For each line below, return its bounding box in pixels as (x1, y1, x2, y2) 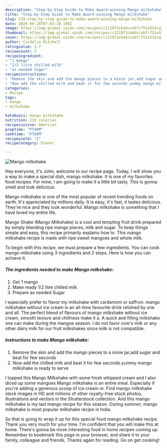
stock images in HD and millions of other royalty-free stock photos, (5, 390, 143, 397)
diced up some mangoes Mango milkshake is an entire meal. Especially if (5, 380, 155, 386)
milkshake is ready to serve (12, 365, 69, 371)
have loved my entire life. (5, 209, 57, 216)
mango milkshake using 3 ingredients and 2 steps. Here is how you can (5, 250, 151, 256)
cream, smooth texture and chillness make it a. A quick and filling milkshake (5, 315, 160, 321)
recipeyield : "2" (5, 136, 41, 141)
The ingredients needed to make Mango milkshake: (5, 266, 114, 272)
